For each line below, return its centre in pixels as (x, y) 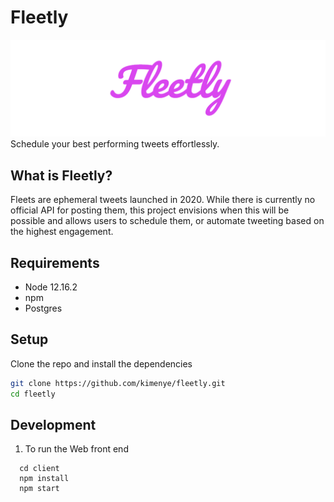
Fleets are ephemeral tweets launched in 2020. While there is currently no (163, 200)
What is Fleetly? (61, 175)
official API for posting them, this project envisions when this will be (150, 210)
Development (53, 425)
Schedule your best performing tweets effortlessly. (115, 144)
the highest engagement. (62, 232)
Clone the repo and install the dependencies (101, 363)
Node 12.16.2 (51, 287)
